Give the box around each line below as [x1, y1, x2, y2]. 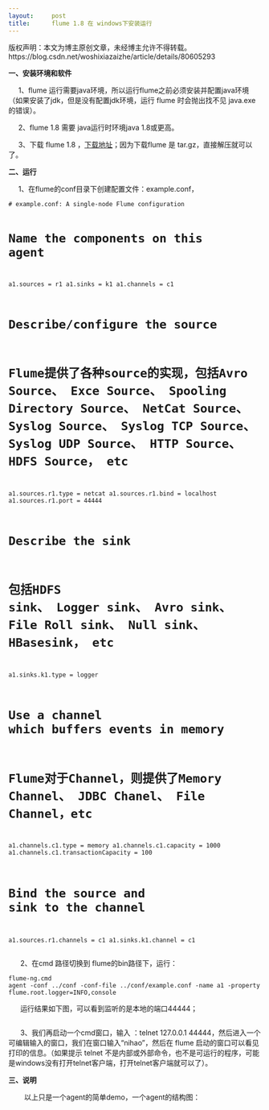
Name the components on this [8, 230, 203, 246]
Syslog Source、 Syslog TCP [8, 419, 194, 434]
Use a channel [8, 708, 103, 723]
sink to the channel [8, 900, 146, 915]
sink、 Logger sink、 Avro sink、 [8, 600, 231, 615]
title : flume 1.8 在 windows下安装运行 [8, 19, 153, 27]
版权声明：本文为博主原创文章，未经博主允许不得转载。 [8, 42, 191, 52]
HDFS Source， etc [8, 454, 128, 470]
